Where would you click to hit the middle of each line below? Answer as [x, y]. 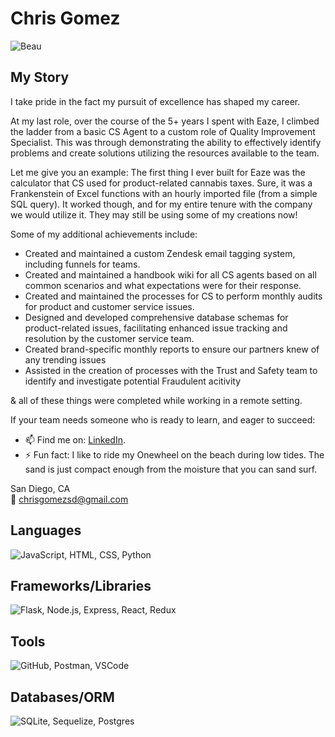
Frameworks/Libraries [81, 585]
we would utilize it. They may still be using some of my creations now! [154, 214]
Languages [46, 530]
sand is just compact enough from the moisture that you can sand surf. [171, 469]
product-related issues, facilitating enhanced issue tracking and [156, 328]
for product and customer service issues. [109, 306]
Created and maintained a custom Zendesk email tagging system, [160, 253]
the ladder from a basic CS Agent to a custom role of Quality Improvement [163, 131]
